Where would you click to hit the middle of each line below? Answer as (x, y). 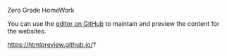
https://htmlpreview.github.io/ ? (52, 44)
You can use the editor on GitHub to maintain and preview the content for (114, 23)
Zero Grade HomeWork (41, 10)
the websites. (27, 31)
